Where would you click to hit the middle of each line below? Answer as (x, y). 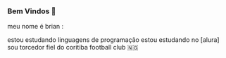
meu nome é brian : (36, 27)
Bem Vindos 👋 (32, 11)
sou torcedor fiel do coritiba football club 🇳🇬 (73, 48)
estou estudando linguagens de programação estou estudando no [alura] (113, 40)
